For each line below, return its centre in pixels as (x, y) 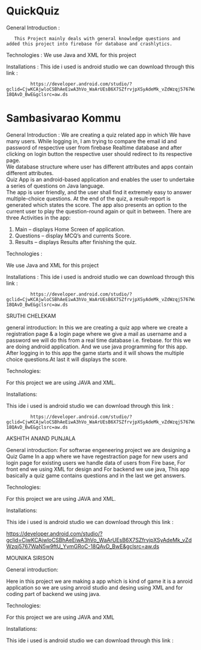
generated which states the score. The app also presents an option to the (97, 204)
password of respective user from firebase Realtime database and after (94, 148)
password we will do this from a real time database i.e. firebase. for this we (99, 340)
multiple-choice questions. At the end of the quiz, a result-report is (89, 198)
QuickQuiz (33, 11)
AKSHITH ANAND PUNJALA (41, 438)
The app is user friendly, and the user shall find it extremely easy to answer (99, 192)
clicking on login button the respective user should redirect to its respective (99, 154)
